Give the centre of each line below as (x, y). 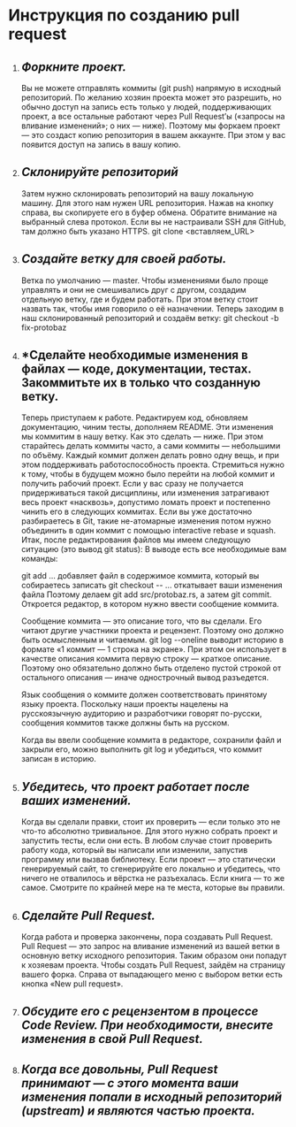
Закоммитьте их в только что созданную (141, 383)
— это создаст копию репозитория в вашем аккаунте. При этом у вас (153, 135)
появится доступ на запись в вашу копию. (101, 144)
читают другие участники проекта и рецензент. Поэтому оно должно (152, 631)
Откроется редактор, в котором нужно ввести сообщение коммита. (150, 604)
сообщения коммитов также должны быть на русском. (125, 723)
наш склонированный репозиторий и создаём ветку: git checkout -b (150, 318)
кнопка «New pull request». (72, 984)
